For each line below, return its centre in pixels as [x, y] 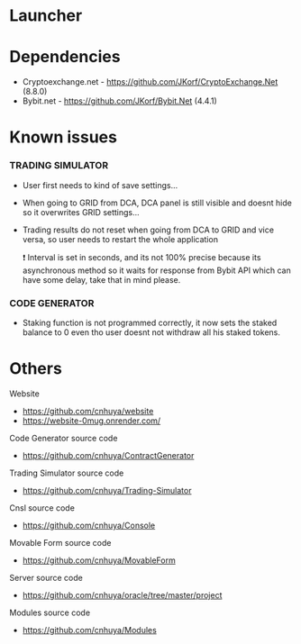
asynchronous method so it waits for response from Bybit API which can [156, 270]
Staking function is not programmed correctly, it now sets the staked [150, 322]
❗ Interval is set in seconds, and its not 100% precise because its [141, 257]
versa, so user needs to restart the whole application [120, 239]
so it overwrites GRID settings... [81, 212]
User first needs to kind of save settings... [100, 185]
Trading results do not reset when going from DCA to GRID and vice [148, 230]
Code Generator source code [64, 438]
